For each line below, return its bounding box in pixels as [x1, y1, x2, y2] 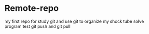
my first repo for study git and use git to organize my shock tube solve [4, 18, 144, 24]
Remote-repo [4, 3, 59, 14]
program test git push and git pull [4, 23, 71, 29]
